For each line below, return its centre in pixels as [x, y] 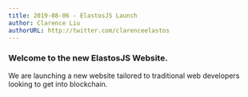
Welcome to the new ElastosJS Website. [88, 58]
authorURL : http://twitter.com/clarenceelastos [89, 30]
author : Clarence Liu [44, 23]
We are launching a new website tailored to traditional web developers [124, 76]
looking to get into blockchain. [58, 83]
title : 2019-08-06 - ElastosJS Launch [73, 16]
